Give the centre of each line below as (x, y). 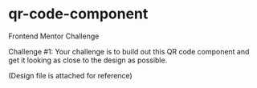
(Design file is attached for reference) (70, 75)
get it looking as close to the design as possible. (88, 60)
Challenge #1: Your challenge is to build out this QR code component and (129, 51)
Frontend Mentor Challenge (54, 36)
